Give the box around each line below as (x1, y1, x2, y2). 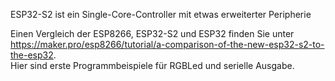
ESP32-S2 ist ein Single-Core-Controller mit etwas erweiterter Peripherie (10, 9, 312, 20)
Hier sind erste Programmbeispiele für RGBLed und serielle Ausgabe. (10, 60, 295, 71)
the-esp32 (10, 49, 54, 61)
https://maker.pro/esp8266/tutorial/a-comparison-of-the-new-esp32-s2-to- (10, 39, 325, 50)
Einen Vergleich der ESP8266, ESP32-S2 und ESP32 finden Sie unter (10, 28, 295, 39)
